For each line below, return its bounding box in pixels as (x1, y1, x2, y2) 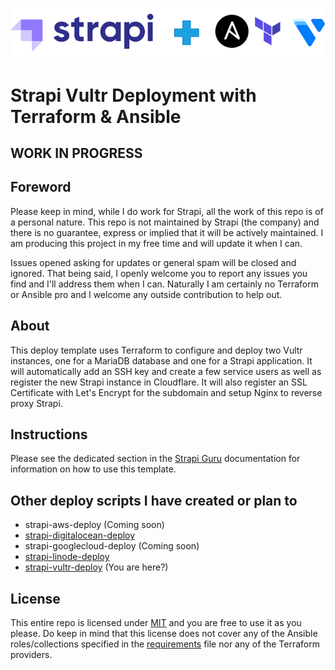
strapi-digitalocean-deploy (24, 529, 136, 542)
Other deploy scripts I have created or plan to (10, 492, 298, 509)
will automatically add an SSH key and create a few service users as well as (10, 365, 322, 377)
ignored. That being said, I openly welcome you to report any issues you (10, 267, 308, 279)
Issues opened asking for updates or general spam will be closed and (10, 256, 297, 268)
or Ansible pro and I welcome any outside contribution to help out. (10, 288, 283, 300)
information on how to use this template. (10, 463, 177, 475)
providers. (10, 649, 53, 661)
